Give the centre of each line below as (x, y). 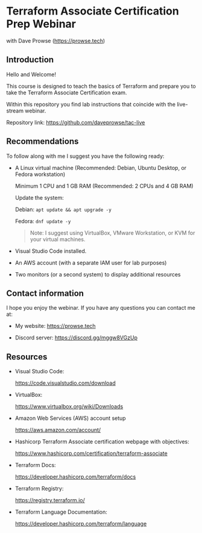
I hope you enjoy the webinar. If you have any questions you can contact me (101, 308)
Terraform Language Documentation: (61, 512)
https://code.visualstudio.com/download (65, 383)
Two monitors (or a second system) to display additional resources (98, 274)
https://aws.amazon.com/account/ (58, 430)
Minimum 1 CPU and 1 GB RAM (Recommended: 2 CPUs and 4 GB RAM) (104, 186)
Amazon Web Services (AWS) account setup (70, 418)
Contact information (45, 293)
